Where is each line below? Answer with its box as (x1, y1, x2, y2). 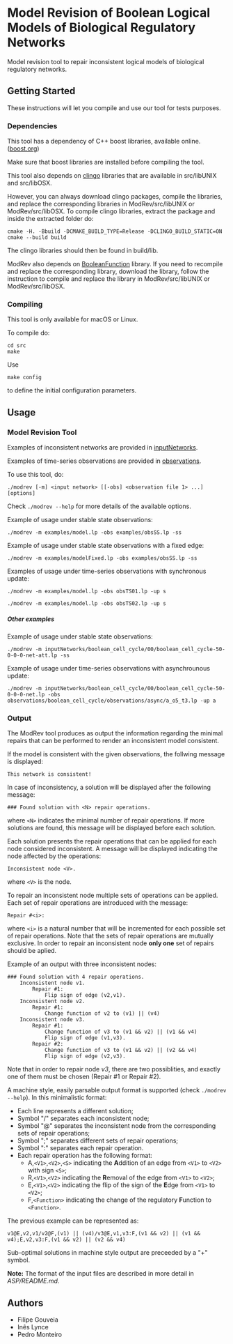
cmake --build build (7, 234, 67, 241)
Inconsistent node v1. (19, 979, 86, 987)
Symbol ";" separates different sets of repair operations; (17, 1136, 179, 1145)
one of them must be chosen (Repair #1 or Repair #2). (7, 1072, 161, 1081)
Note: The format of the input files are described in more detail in (7, 1269, 195, 1278)
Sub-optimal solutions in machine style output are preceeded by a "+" (7, 1248, 208, 1257)
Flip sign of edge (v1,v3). (44, 1034, 127, 1041)
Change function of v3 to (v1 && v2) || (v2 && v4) (44, 1047, 198, 1054)
